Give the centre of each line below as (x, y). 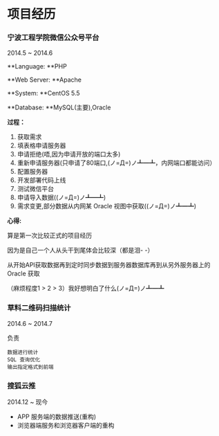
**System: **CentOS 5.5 (44, 93)
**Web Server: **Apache (44, 80)
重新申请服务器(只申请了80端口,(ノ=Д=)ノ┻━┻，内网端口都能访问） (116, 163)
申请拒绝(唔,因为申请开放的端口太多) (69, 154)
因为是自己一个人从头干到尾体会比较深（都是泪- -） (80, 251)
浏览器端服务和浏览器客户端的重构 (66, 426)
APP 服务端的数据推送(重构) (57, 417)
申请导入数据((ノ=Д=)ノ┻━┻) (61, 197)
